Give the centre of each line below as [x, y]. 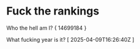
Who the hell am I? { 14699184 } [46, 28]
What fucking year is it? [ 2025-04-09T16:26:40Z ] [70, 39]
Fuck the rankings [53, 11]
